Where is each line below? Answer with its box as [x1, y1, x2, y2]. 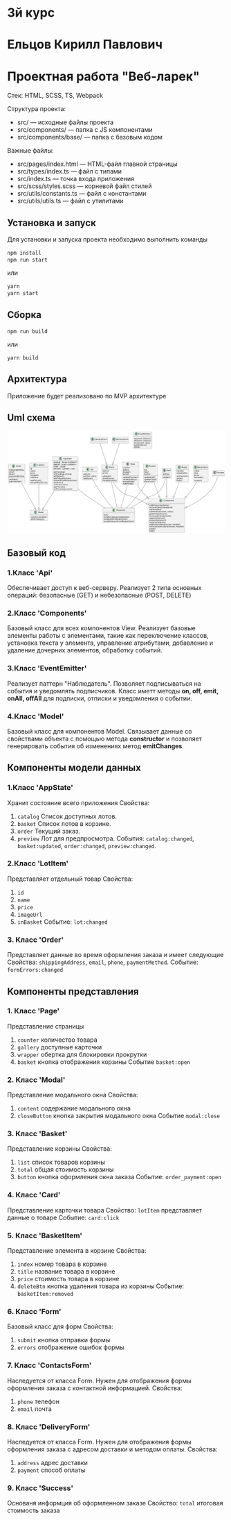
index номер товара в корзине [17, 1260, 107, 1268]
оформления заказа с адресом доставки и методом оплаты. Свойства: [7, 1445, 218, 1453]
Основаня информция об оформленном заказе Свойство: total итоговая [7, 1499, 223, 1508]
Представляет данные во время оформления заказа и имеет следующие [7, 951, 224, 959]
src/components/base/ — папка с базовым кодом [17, 133, 163, 142]
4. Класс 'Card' [7, 1190, 61, 1200]
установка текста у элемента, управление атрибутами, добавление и [7, 639, 214, 647]
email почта [17, 1404, 52, 1413]
